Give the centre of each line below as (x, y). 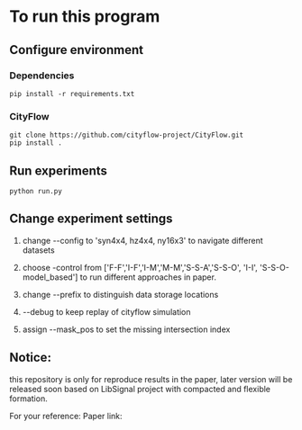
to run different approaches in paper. (148, 277)
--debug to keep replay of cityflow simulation (106, 311)
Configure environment (77, 50)
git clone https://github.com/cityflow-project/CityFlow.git (127, 135)
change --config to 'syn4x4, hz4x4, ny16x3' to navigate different (142, 240)
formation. (28, 399)
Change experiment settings (91, 219)
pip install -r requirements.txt (72, 94)
